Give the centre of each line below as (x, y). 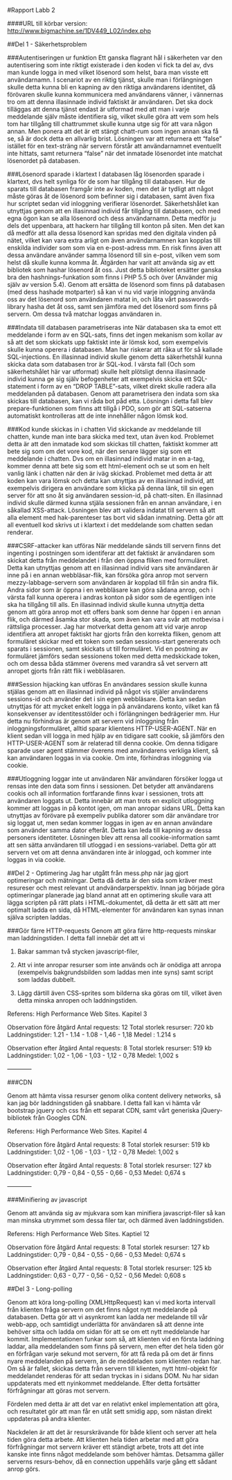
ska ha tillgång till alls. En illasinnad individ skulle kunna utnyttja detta (106, 605)
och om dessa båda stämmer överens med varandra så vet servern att (107, 663)
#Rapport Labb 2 (31, 10)
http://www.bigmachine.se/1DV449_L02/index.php (79, 31)
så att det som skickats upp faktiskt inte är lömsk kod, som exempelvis (108, 342)
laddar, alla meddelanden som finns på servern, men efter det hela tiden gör (116, 1346)
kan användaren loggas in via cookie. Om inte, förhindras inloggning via (109, 758)
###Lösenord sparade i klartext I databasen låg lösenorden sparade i (106, 174)
